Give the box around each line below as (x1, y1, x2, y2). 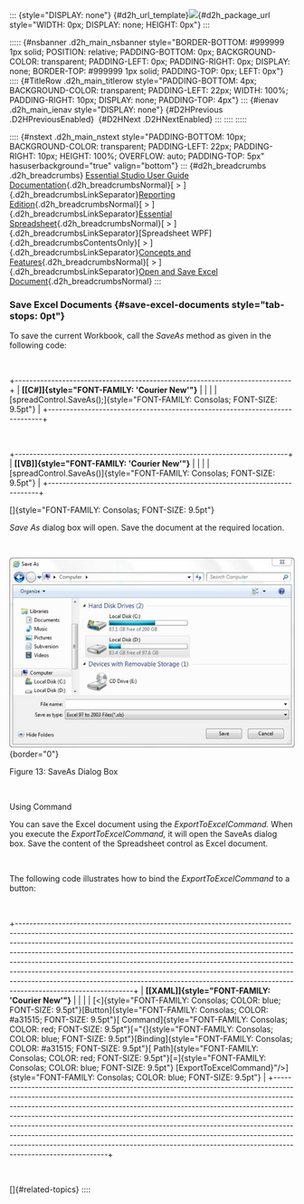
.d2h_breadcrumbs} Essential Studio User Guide (9, 170, 190, 180)
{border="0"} (9, 748, 60, 759)
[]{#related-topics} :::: (9, 1183, 91, 1195)
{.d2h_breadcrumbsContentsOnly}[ (9, 237, 141, 248)
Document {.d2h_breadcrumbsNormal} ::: (9, 276, 162, 286)
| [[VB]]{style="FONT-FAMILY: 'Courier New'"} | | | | (9, 458, 210, 469)
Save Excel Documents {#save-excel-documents (9, 298, 230, 311)
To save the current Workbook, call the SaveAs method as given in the (9, 331, 271, 342)
